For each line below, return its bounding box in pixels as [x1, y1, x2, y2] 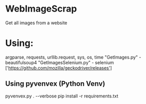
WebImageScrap [5, 3, 77, 15]
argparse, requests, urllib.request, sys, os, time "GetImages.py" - [5, 54, 141, 60]
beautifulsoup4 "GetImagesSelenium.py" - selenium [5, 59, 114, 66]
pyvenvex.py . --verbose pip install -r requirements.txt [5, 93, 119, 99]
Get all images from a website [5, 20, 67, 26]
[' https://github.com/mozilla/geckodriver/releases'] [5, 65, 112, 71]
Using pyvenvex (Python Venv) [5, 79, 105, 88]
